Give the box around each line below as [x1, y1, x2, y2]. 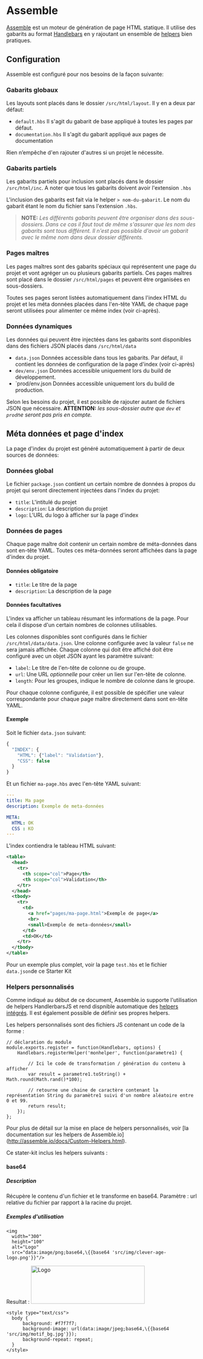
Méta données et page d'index [6, 429, 124, 439]
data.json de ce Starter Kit [6, 967, 72, 975]
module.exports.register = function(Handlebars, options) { [6, 1045, 162, 1051]
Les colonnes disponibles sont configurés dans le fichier [6, 633, 147, 640]
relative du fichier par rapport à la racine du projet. [6, 1198, 132, 1206]
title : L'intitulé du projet [15, 499, 77, 506]
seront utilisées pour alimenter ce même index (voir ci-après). [6, 306, 161, 314]
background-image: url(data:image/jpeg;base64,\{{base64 [22, 1326, 170, 1332]
